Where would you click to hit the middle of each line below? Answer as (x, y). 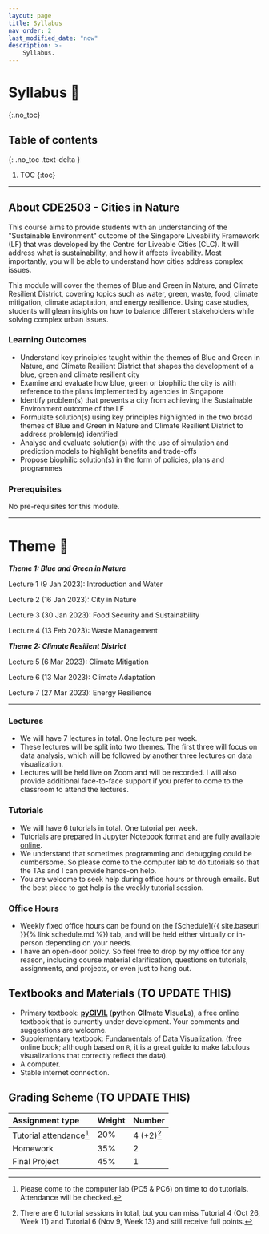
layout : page (30, 16)
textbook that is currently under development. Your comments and (130, 1021)
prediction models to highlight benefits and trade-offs (108, 451)
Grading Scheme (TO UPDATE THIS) (99, 1098)
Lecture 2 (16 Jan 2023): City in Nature (73, 600)
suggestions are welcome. (63, 1030)
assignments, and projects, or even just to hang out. (106, 968)
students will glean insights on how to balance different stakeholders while (131, 310)
